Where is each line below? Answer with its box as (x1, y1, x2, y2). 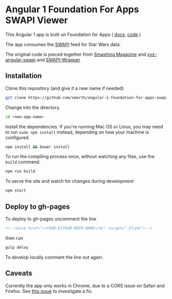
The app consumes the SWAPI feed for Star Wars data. (5, 41, 121, 47)
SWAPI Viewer (5, 14, 68, 26)
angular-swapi (5, 56, 36, 62)
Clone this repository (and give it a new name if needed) (5, 85, 124, 91)
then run (5, 234, 24, 241)
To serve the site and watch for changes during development (5, 178, 134, 184)
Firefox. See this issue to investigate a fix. (5, 288, 93, 294)
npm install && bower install (5, 144, 70, 149)
